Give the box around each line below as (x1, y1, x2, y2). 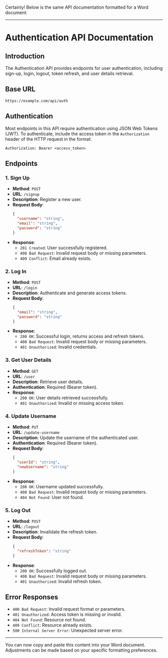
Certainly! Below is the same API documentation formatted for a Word (5, 5, 148, 10)
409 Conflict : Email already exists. (19, 255, 91, 261)
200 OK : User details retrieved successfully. (19, 394, 108, 401)
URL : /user (12, 373, 35, 379)
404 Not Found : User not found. (19, 494, 84, 500)
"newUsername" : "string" (17, 464, 69, 469)
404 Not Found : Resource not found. (12, 617, 86, 623)
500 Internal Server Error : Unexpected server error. (12, 627, 123, 633)
